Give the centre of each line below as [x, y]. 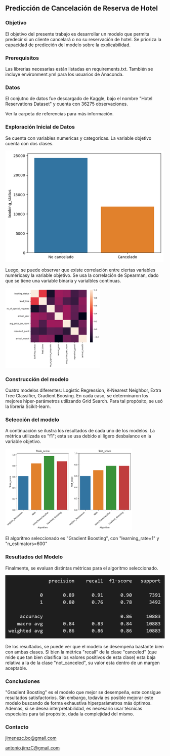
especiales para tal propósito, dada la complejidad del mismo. [70, 714]
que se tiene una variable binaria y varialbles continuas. [63, 281]
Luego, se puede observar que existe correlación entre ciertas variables [80, 270]
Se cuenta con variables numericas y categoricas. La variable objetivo [78, 138]
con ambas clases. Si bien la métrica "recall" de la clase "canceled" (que [81, 652]
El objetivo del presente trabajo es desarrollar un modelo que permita [77, 34]
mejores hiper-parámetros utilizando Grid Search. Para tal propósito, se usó [84, 401]
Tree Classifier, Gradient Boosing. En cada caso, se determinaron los [77, 395]
